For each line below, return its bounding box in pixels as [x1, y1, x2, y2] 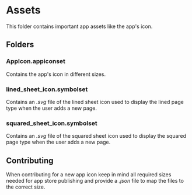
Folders [6, 40, 34, 50]
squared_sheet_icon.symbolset [6, 119, 97, 127]
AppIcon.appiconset [6, 57, 66, 65]
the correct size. [6, 183, 46, 190]
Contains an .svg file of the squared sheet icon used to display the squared [6, 133, 187, 140]
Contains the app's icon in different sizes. [6, 71, 106, 78]
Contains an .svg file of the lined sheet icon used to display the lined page [6, 98, 184, 105]
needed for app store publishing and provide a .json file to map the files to [6, 177, 184, 184]
